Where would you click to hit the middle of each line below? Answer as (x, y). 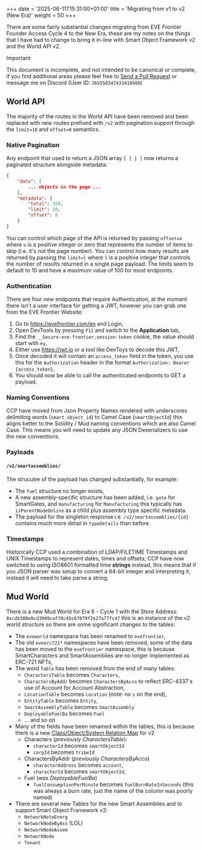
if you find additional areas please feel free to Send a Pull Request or (92, 76)
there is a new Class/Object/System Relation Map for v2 (85, 733)
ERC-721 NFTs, (34, 662)
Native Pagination (33, 145)
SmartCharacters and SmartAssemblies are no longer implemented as (102, 655)
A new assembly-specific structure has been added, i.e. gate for (95, 497)
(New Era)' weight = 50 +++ (41, 15)
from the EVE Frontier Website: (45, 312)
